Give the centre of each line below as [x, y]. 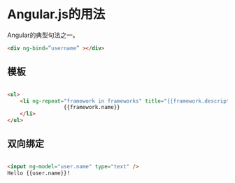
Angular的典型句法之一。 [43, 35]
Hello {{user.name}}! [39, 173]
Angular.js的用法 [56, 14]
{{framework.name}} [92, 108]
